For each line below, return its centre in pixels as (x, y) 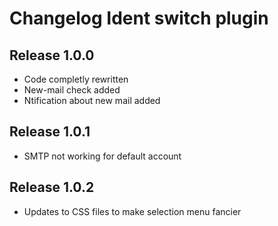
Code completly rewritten (76, 79)
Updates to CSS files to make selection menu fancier (132, 211)
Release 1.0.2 (52, 187)
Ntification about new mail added (92, 100)
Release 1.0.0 (52, 55)
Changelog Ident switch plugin (139, 18)
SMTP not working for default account (102, 156)
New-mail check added (72, 90)
